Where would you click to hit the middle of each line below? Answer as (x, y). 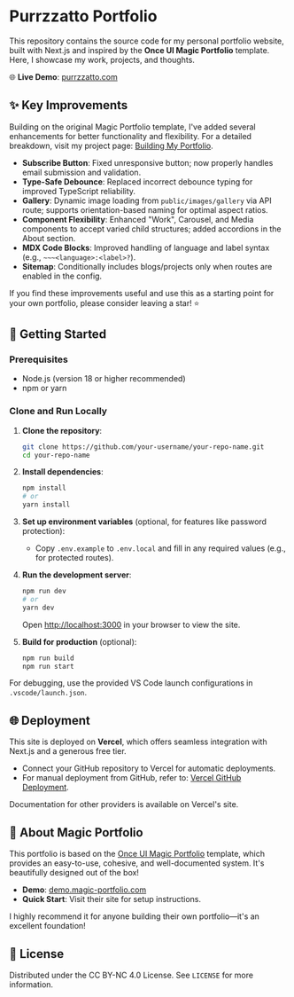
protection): (43, 531)
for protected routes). (74, 558)
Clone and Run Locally (58, 412)
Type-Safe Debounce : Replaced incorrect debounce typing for (137, 181)
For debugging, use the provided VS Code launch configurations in (131, 683)
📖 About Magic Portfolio (76, 832)
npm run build (48, 658)
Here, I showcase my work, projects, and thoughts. (102, 59)
